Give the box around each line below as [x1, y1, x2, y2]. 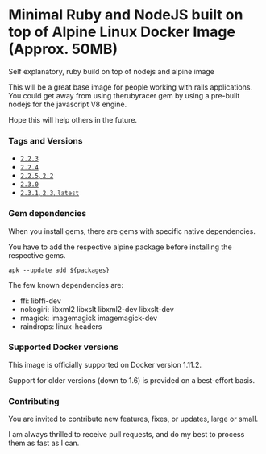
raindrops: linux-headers [19, 321, 102, 331]
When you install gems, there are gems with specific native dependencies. [8, 226, 256, 235]
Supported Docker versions [8, 341, 119, 352]
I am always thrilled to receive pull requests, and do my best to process [8, 430, 245, 439]
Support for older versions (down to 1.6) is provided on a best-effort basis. [8, 375, 256, 385]
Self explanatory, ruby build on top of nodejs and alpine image [8, 66, 215, 76]
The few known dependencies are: [8, 280, 123, 289]
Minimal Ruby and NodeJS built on [8, 6, 243, 24]
